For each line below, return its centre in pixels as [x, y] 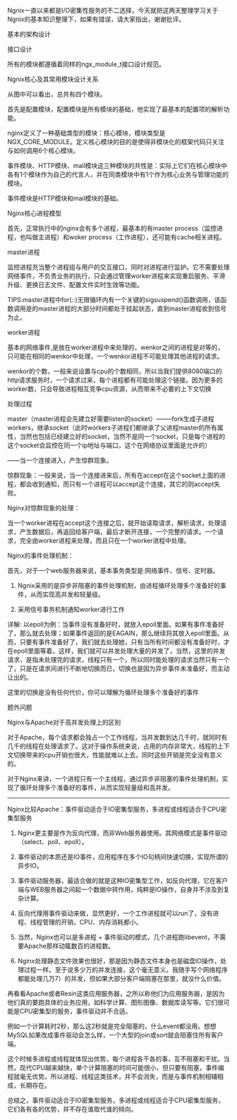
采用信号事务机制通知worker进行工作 [71, 609]
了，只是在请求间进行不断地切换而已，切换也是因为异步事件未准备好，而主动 [119, 668]
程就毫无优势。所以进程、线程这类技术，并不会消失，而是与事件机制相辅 [112, 1076]
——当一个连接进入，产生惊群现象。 [60, 460]
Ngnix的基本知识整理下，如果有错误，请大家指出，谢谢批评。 [96, 19]
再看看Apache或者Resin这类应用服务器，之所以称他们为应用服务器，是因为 [116, 993]
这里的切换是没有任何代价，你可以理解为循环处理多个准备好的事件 [103, 692]
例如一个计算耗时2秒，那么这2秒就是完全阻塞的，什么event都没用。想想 [112, 1026]
